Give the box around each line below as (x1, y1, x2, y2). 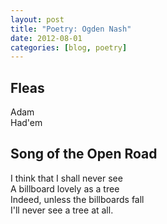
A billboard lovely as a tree (10, 182, 120, 195)
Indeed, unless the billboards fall (10, 193, 145, 205)
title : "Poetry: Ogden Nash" (10, 24, 132, 34)
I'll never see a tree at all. (10, 204, 114, 216)
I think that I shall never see (10, 172, 123, 184)
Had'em (10, 117, 43, 129)
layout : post (10, 14, 65, 25)
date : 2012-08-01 (10, 33, 83, 43)
